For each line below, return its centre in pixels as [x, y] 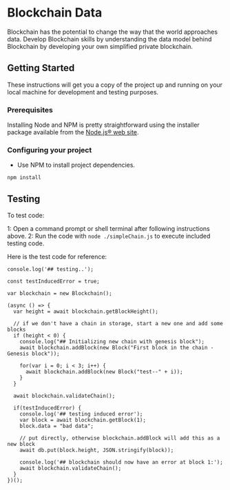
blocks [17, 330]
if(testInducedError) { [47, 408]
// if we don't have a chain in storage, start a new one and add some [118, 324]
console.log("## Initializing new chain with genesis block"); [112, 342]
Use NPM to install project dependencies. [76, 165]
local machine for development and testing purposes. [83, 92]
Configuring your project [50, 150]
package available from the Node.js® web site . [73, 132]
